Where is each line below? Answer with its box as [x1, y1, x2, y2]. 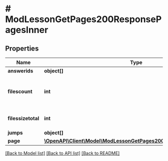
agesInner [5, 24, 48, 35]
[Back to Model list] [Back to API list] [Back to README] [5, 150, 120, 156]
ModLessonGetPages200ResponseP [5, 13, 162, 25]
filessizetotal [7, 115, 39, 121]
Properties [5, 44, 39, 52]
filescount [7, 88, 32, 95]
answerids [7, 67, 33, 74]
